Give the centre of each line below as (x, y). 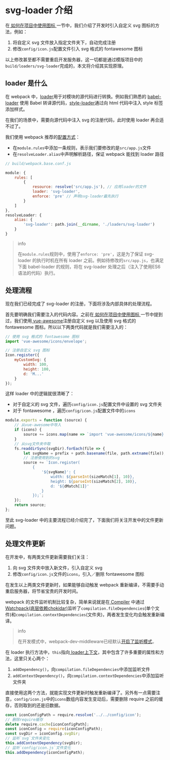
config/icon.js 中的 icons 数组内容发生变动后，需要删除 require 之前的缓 (89, 699)
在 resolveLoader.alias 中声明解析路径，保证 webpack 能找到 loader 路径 (88, 154)
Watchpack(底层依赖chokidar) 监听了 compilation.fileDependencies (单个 (80, 608)
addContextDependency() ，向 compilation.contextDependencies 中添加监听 (88, 675)
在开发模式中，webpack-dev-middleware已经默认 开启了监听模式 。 (87, 641)
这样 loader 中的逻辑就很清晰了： (40, 394)
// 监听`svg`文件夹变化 (28, 738)
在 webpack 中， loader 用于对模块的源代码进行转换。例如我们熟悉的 (76, 96)
